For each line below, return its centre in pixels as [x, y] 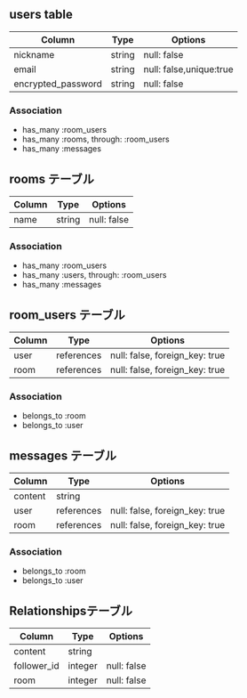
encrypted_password [58, 84]
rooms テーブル [52, 179]
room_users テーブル [68, 315]
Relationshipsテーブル [71, 610]
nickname [34, 54]
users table [41, 15]
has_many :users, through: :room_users [94, 275]
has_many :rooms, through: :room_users [96, 139]
